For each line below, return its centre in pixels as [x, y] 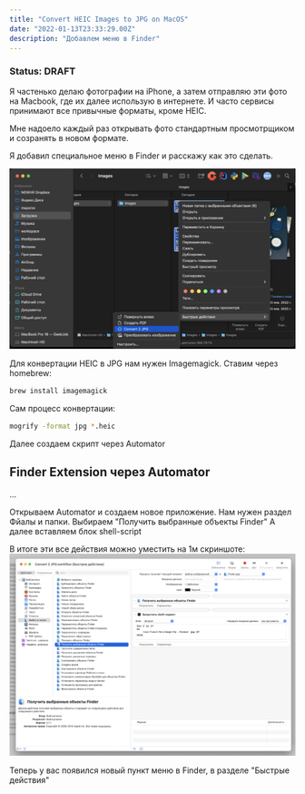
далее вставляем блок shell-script [76, 531]
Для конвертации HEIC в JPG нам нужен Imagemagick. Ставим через [144, 363]
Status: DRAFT [43, 71]
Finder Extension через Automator [110, 472]
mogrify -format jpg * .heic [63, 426]
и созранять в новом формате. [69, 137]
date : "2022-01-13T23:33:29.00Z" [73, 29]
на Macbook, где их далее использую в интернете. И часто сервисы [142, 101]
